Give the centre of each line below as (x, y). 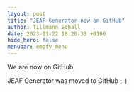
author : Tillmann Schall (44, 27)
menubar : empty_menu (38, 47)
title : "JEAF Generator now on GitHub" (66, 21)
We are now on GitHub (40, 67)
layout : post (27, 14)
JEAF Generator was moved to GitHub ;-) (67, 81)
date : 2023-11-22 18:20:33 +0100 (57, 34)
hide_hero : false (33, 40)
